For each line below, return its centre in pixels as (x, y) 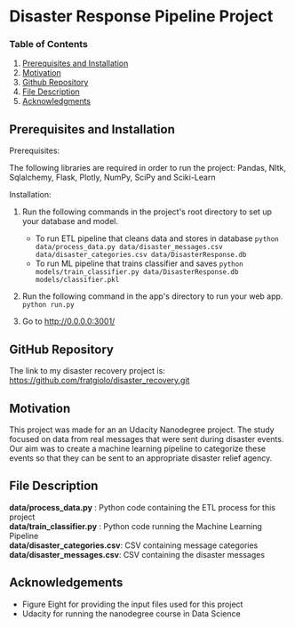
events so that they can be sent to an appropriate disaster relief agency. (141, 458)
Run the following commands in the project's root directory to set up (147, 212)
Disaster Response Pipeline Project (141, 16)
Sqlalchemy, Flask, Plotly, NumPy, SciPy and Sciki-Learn (112, 177)
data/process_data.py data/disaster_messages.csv (129, 247)
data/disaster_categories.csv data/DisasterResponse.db (141, 255)
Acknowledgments (56, 101)
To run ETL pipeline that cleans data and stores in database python (157, 238)
